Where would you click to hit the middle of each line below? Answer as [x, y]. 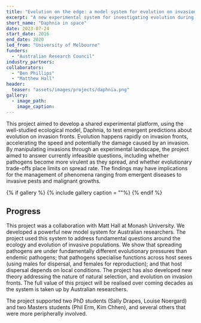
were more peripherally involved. [47, 314]
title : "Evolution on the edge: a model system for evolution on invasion [101, 12]
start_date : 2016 [28, 34]
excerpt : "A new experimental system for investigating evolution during [100, 17]
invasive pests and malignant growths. [54, 181]
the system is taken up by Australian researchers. [67, 289]
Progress [23, 211]
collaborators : [25, 67]
